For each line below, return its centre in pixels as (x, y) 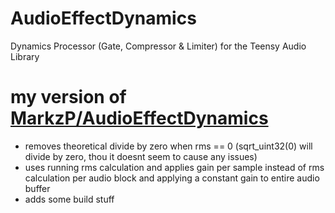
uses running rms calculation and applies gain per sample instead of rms (174, 167)
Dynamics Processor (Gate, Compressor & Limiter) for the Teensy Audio (158, 46)
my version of (68, 97)
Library (25, 56)
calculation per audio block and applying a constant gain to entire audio (172, 178)
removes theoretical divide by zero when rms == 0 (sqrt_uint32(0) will (168, 146)
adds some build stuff (69, 199)
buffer (37, 188)
